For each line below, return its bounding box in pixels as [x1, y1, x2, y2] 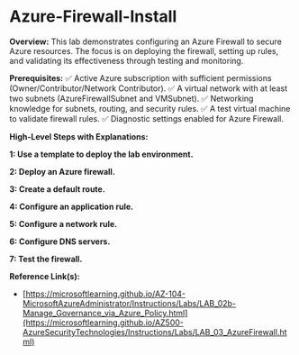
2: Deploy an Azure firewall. [9, 166, 115, 177]
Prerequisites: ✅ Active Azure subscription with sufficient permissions [9, 72, 272, 83]
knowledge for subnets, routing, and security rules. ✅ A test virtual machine [9, 103, 291, 114]
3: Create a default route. [9, 183, 105, 195]
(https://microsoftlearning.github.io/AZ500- [22, 317, 185, 328]
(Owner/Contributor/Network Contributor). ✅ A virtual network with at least [9, 83, 288, 94]
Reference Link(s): [9, 270, 80, 281]
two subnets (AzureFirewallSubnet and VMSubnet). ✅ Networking [9, 93, 254, 104]
